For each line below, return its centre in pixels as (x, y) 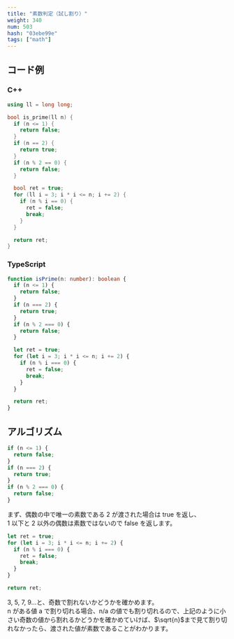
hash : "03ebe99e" (32, 33)
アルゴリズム (35, 432)
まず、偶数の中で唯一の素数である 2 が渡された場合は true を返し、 (104, 514)
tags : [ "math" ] (29, 40)
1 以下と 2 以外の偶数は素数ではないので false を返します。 (92, 523)
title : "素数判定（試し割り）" (47, 14)
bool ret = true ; (39, 188)
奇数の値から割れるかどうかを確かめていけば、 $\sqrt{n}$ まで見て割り (120, 619)
